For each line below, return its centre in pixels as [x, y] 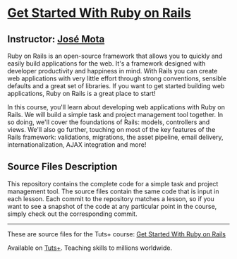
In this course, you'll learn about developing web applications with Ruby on [116, 107]
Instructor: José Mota [56, 39]
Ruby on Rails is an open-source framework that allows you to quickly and [115, 56]
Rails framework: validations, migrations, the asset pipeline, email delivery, [115, 137]
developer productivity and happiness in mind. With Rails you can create [113, 71]
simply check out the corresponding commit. [72, 214]
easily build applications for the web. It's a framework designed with [107, 64]
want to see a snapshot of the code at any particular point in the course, [112, 206]
